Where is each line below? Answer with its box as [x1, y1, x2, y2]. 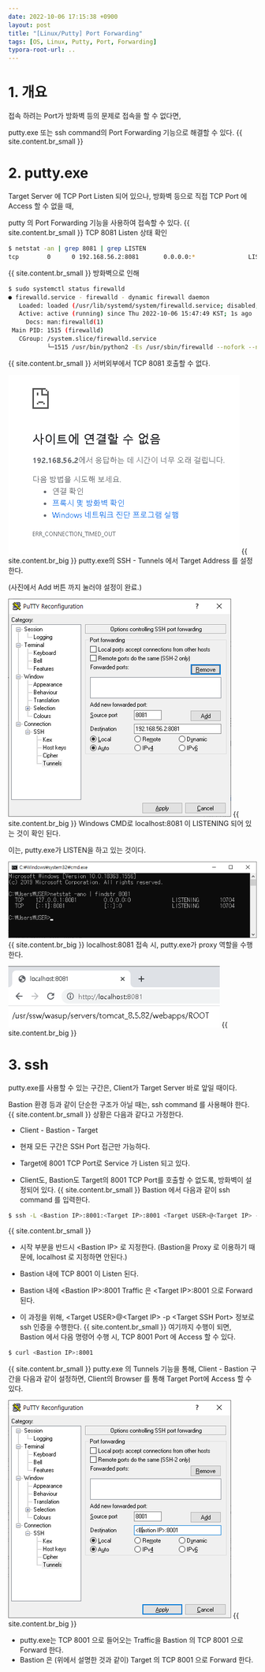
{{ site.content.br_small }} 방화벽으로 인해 [8, 268, 140, 278]
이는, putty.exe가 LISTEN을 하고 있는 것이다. [8, 845, 146, 855]
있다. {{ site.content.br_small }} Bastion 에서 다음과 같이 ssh [40, 1184, 230, 1195]
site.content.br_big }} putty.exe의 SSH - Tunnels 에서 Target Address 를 [8, 555, 239, 565]
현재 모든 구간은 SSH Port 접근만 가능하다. [19, 1141, 151, 1151]
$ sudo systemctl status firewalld [8, 285, 125, 293]
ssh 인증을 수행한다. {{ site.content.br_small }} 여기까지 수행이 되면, [19, 1322, 232, 1331]
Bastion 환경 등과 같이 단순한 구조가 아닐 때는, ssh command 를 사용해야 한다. [8, 1099, 250, 1109]
